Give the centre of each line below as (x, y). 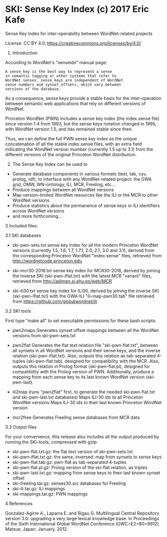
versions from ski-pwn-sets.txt (44, 335)
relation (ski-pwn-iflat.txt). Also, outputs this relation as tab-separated (84, 356)
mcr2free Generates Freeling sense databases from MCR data (76, 417)
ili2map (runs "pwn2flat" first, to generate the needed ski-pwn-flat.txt (83, 392)
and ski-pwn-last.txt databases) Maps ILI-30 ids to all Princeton (78, 397)
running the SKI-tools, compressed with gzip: (51, 442)
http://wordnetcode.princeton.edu (47, 261)
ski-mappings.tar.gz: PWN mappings (50, 494)
